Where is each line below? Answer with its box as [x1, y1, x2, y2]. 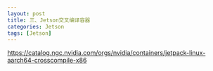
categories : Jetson [7, 23, 65, 30]
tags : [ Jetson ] [7, 29, 52, 37]
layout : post [7, 10, 46, 17]
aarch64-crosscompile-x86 [7, 56, 87, 65]
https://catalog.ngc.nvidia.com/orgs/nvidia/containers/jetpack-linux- [7, 49, 206, 57]
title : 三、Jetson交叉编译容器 [7, 17, 91, 24]
